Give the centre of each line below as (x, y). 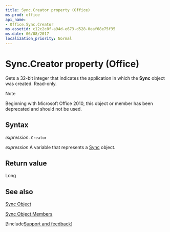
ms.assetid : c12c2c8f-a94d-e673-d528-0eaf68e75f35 (60, 29)
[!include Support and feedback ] (39, 224)
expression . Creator (26, 137)
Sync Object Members (29, 214)
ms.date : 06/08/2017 (27, 34)
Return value (26, 164)
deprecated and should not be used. (44, 109)
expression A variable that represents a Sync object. (60, 147)
